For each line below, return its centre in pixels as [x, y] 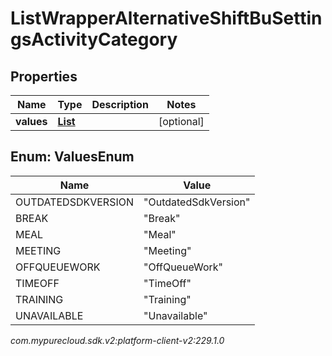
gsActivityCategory [94, 39]
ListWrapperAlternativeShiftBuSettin [166, 18]
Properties [44, 76]
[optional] [181, 121]
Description [120, 104]
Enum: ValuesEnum [72, 157]
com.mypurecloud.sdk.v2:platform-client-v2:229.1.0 [117, 340]
